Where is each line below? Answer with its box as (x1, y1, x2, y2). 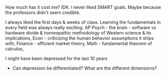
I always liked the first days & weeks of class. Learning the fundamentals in (5, 19, 161, 25)
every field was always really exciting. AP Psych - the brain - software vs (5, 24, 156, 30)
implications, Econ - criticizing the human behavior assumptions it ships (5, 35, 154, 41)
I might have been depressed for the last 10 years (5, 55, 108, 61)
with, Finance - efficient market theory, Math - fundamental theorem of (5, 40, 152, 46)
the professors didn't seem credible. (5, 9, 80, 15)
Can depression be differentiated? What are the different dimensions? (12, 65, 157, 71)
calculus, (5, 46, 24, 51)
